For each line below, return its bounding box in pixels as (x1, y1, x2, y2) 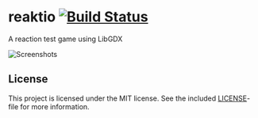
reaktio (8, 8, 56, 26)
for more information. (20, 101, 90, 111)
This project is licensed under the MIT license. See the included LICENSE (8, 93, 248, 103)
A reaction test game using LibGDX (8, 34, 123, 44)
